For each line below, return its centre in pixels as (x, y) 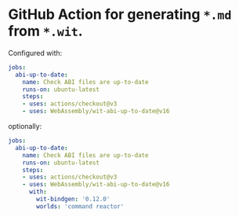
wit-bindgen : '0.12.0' (73, 199)
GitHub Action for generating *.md (120, 15)
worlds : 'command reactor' (80, 206)
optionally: (25, 127)
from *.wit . (46, 31)
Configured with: (35, 53)
